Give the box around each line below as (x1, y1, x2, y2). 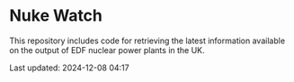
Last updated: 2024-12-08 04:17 (9, 62, 129, 73)
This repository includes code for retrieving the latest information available (9, 35, 286, 46)
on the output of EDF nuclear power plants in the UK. (9, 44, 205, 55)
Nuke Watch (9, 5, 103, 26)
